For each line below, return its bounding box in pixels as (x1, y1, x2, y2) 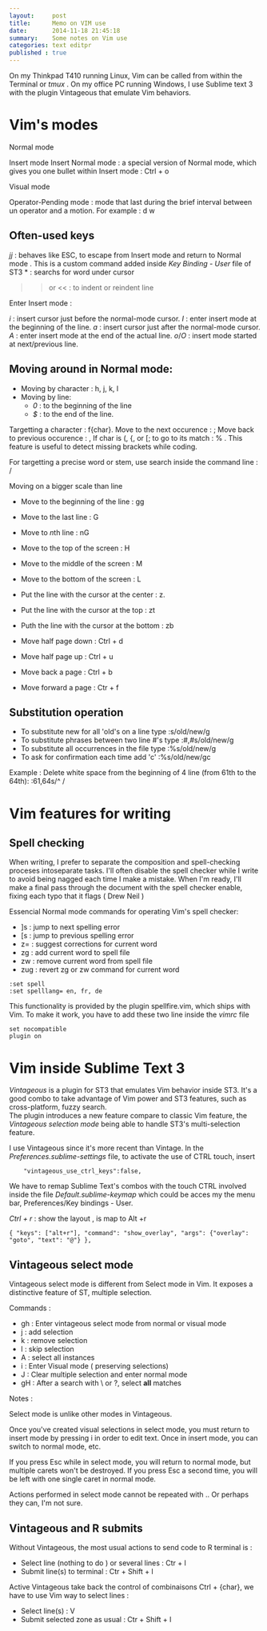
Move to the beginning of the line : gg (20, 497, 145, 506)
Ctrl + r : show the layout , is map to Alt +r (9, 1213, 147, 1224)
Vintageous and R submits (9, 1521, 143, 1535)
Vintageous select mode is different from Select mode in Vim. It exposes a (9, 1279, 253, 1289)
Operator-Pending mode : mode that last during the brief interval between (9, 197, 253, 206)
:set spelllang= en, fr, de (9, 987, 103, 996)
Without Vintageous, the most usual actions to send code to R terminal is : (9, 1542, 253, 1552)
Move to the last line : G (20, 512, 99, 522)
